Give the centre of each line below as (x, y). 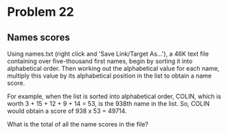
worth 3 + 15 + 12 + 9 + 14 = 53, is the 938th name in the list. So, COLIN (109, 103)
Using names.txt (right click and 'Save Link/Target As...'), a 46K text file (108, 54)
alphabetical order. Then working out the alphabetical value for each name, (113, 68)
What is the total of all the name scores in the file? (78, 124)
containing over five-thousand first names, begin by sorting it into (100, 61)
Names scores (38, 37)
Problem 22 (41, 12)
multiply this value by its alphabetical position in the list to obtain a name (109, 76)
